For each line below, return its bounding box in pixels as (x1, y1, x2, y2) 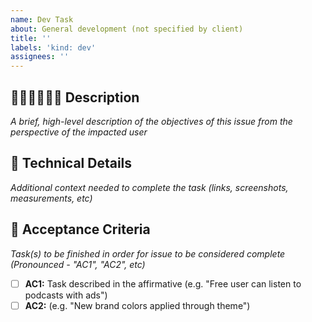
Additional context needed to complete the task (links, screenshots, (10, 181, 289, 193)
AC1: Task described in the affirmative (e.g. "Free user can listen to (24, 277, 302, 290)
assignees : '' (10, 52, 70, 62)
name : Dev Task (10, 14, 74, 25)
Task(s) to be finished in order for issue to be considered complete (10, 247, 286, 260)
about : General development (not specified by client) (10, 24, 244, 34)
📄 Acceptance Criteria (10, 221, 151, 238)
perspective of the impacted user (10, 126, 148, 138)
